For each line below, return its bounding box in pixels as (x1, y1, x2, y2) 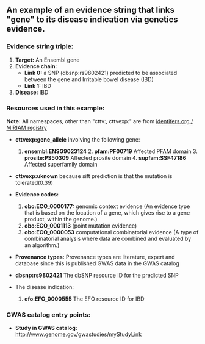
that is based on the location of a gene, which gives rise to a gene (24, 209, 190, 216)
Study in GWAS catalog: (15, 324, 77, 332)
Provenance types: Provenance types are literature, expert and (15, 253, 175, 260)
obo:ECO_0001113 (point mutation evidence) (24, 222, 137, 229)
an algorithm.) (24, 241, 60, 249)
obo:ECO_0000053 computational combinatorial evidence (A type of (24, 228, 199, 235)
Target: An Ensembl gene (15, 56, 80, 63)
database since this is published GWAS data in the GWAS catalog (15, 259, 180, 267)
